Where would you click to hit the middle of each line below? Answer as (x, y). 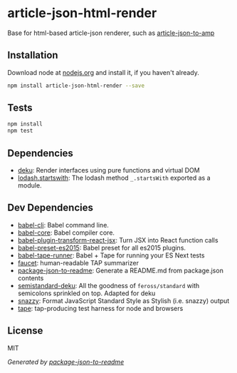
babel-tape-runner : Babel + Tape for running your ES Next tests (111, 255)
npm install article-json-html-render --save (76, 86)
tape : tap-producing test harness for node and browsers (100, 308)
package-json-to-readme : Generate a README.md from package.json (121, 270)
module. (30, 185)
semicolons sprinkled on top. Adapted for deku (86, 293)
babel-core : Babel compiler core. (66, 233)
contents (31, 278)
